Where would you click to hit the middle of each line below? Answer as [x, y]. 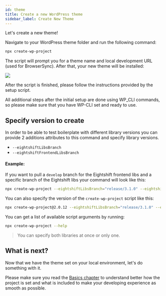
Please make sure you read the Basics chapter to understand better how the [83, 277]
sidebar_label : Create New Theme [40, 19]
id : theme [15, 10]
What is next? [27, 251]
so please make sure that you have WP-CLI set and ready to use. [71, 105]
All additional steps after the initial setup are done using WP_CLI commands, [83, 100]
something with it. [23, 268]
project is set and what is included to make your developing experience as [81, 283]
